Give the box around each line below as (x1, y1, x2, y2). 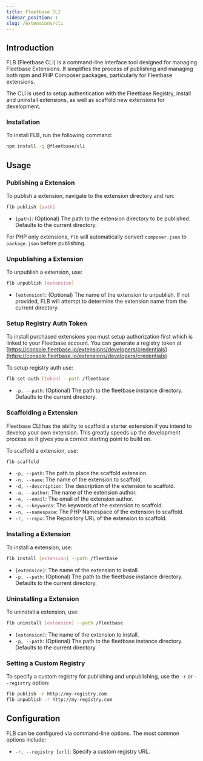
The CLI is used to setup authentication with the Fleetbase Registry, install (6, 90, 191, 97)
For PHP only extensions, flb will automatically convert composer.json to (6, 233, 187, 240)
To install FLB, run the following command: (6, 132, 113, 139)
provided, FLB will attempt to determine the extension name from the (15, 298, 187, 305)
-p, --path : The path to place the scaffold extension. (15, 470, 148, 477)
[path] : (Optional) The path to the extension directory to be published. (15, 215, 191, 222)
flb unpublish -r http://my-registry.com (6, 696, 113, 703)
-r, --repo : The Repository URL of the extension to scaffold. (15, 515, 167, 522)
